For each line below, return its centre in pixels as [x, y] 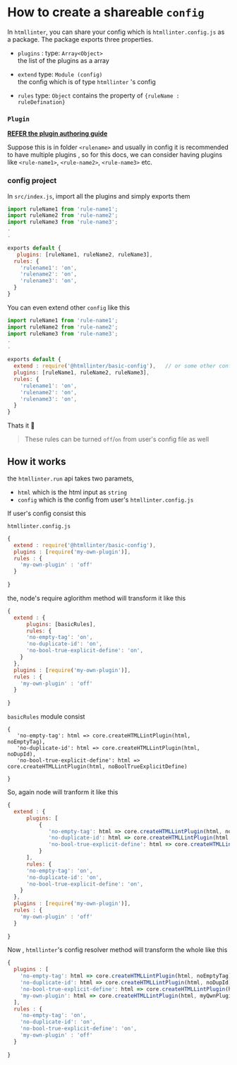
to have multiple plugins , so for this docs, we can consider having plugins [115, 155]
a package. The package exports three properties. [80, 39]
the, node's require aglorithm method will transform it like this [97, 598]
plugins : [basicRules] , [61, 624]
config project [32, 181]
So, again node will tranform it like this [63, 792]
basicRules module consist [46, 717]
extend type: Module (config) [60, 74]
